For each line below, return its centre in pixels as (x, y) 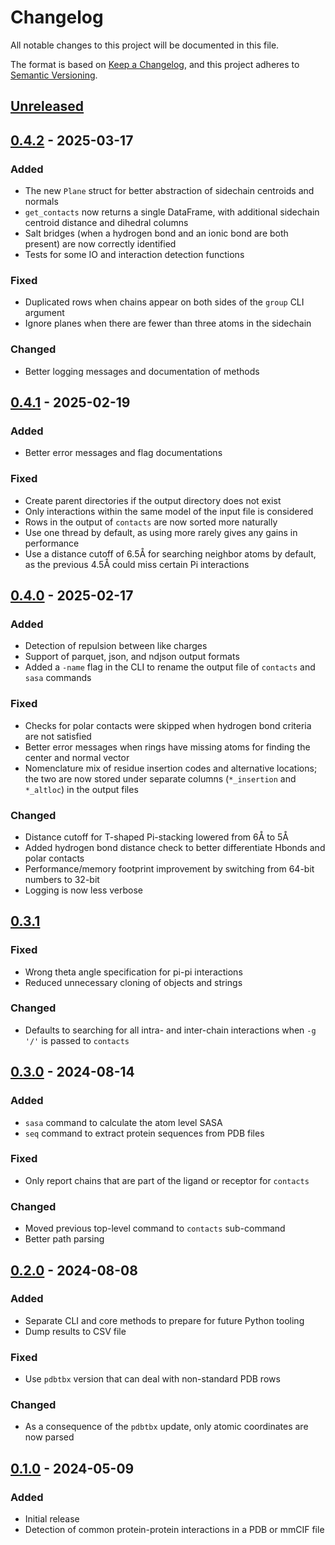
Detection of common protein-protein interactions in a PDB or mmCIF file (174, 1530)
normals (41, 202)
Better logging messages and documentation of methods (142, 371)
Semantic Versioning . (54, 75)
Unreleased (47, 106)
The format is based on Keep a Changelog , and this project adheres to (155, 64)
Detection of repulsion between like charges (116, 646)
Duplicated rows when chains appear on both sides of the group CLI (164, 302)
